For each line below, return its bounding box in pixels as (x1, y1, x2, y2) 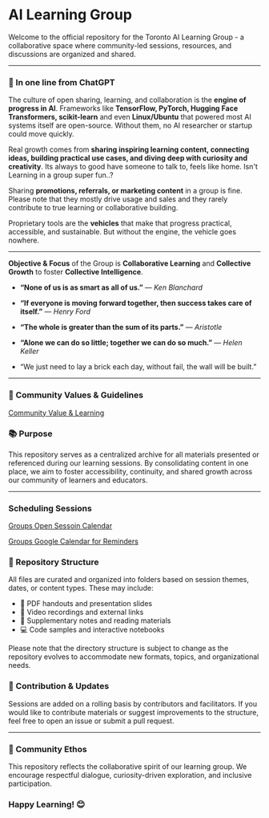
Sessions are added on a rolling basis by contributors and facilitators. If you (8, 698, 258, 708)
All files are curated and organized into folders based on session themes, (8, 575, 250, 584)
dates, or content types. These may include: (8, 584, 154, 593)
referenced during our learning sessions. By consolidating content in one (8, 458, 249, 467)
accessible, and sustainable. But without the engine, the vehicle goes (8, 227, 237, 237)
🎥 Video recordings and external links (19, 608, 144, 617)
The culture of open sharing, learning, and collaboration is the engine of (8, 95, 247, 105)
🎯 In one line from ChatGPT (8, 76, 115, 87)
